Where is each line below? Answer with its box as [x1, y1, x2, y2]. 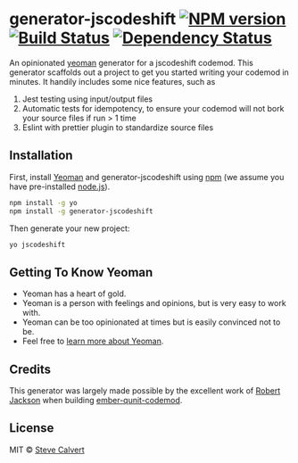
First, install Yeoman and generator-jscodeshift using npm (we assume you [9, 171, 285, 182]
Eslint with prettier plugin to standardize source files [21, 121, 214, 133]
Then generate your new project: [9, 223, 130, 234]
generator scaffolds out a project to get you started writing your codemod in [9, 67, 290, 78]
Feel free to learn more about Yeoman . [21, 335, 164, 347]
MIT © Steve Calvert [9, 444, 85, 455]
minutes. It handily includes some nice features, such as [9, 76, 216, 87]
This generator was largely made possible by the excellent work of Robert [9, 385, 281, 396]
